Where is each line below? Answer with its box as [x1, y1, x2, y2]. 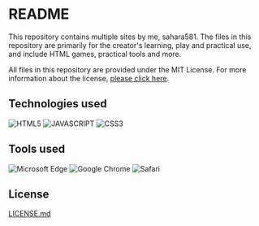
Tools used [8, 142, 66, 156]
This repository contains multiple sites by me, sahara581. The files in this [8, 32, 252, 41]
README [8, 5, 70, 24]
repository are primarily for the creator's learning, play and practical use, [8, 40, 252, 50]
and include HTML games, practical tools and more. [8, 49, 182, 59]
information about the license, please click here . [8, 73, 170, 83]
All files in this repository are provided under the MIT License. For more [8, 64, 247, 74]
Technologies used [8, 97, 107, 111]
